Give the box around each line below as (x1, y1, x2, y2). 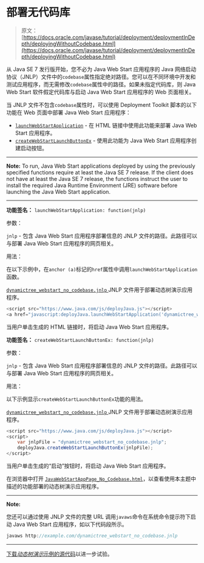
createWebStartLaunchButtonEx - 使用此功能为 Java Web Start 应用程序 (15, 137, 192, 144)
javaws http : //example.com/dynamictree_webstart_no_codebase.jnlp (6, 533, 178, 539)
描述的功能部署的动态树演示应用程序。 (6, 483, 102, 490)
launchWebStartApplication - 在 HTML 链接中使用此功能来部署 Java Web (15, 121, 197, 129)
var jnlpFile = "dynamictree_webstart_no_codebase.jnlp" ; (17, 439, 167, 445)
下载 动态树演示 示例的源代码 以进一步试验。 (6, 550, 113, 558)
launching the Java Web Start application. (6, 188, 111, 195)
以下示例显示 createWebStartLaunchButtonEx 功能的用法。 (6, 395, 147, 403)
